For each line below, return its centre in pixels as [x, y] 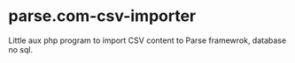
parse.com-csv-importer [102, 16]
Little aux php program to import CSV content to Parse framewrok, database [147, 40]
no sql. [20, 49]
